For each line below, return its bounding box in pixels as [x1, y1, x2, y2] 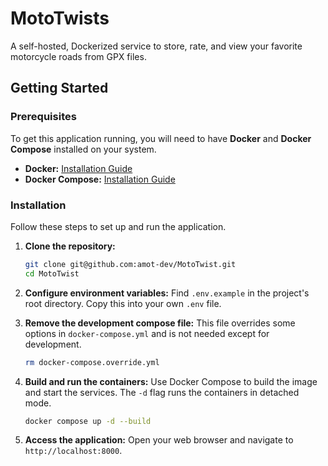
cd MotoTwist [24, 268, 80, 279]
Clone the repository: [24, 240, 116, 252]
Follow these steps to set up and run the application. [10, 220, 227, 232]
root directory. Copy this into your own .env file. [24, 297, 222, 309]
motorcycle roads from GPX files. [10, 50, 147, 62]
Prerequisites [10, 110, 77, 124]
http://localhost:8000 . [24, 445, 123, 457]
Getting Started [10, 80, 109, 97]
